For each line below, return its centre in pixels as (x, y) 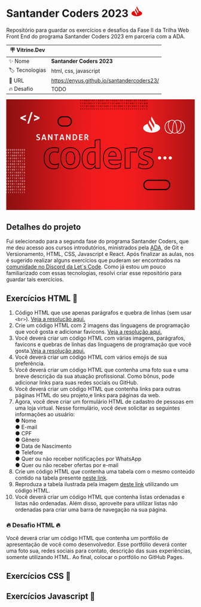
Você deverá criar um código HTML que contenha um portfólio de (87, 538)
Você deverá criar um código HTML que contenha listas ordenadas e (100, 497)
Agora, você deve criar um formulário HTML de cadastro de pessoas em (104, 402)
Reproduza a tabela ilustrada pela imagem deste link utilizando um (96, 484)
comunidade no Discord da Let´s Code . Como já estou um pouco (86, 267)
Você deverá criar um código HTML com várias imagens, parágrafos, (100, 338)
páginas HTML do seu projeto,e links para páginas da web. (87, 395)
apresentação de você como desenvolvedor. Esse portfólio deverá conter (97, 545)
